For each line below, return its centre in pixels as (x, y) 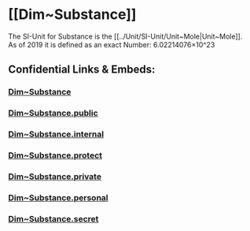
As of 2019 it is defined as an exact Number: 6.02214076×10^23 (112, 44)
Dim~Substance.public (53, 114)
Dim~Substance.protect (55, 155)
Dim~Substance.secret (53, 218)
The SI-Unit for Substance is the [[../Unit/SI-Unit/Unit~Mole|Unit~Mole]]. (125, 36)
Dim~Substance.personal (58, 197)
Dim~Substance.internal (56, 134)
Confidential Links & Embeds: (82, 70)
